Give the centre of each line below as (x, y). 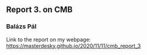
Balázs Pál (21, 27)
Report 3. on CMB (40, 10)
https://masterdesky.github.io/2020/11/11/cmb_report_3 (73, 46)
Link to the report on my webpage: (49, 39)
